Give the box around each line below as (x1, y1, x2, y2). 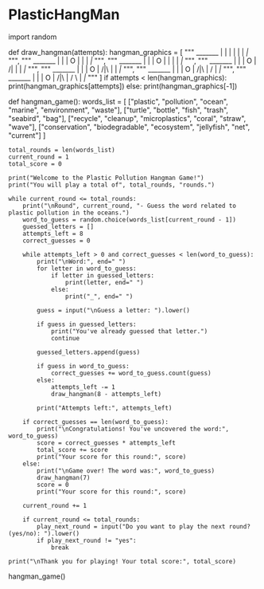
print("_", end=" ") (64, 293, 134, 300)
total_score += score (37, 446, 109, 454)
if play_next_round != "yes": (37, 536, 137, 544)
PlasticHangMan (8, 6, 121, 24)
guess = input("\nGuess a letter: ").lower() (37, 306, 191, 314)
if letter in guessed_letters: (50, 271, 155, 280)
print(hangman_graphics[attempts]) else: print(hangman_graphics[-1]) (8, 81, 238, 91)
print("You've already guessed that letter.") (50, 327, 208, 336)
